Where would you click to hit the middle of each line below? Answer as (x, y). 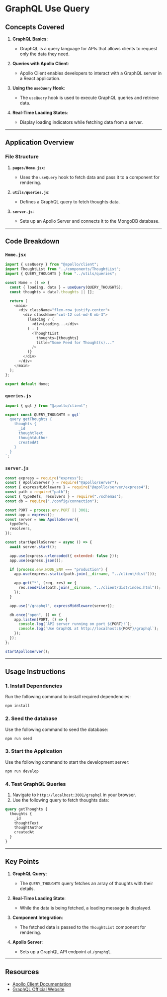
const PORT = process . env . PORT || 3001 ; (48, 510)
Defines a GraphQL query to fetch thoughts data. (70, 201)
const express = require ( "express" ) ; (44, 478)
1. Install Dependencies (34, 686)
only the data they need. (45, 54)
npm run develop (22, 771)
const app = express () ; (30, 515)
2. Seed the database (31, 719)
